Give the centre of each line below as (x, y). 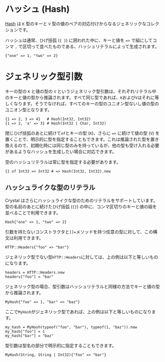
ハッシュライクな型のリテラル (50, 188)
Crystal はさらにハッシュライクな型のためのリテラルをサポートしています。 (82, 200)
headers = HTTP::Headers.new (35, 272)
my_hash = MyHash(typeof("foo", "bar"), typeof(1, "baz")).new (71, 327)
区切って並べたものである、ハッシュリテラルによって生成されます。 (91, 46)
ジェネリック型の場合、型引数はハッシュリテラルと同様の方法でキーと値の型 (82, 286)
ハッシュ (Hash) (38, 9)
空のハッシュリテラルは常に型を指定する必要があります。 (63, 162)
